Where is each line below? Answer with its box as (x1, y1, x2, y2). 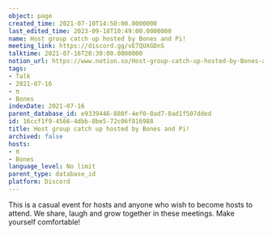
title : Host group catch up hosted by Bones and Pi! (8, 125, 190, 133)
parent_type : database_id (8, 170, 96, 178)
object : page (8, 11, 53, 20)
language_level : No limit (8, 163, 96, 171)
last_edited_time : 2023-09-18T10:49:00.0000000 (8, 27, 172, 35)
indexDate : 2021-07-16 (8, 102, 85, 110)
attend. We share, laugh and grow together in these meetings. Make (8, 208, 235, 218)
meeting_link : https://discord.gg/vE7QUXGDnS (8, 42, 164, 50)
